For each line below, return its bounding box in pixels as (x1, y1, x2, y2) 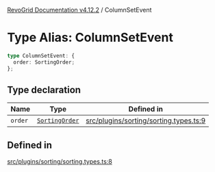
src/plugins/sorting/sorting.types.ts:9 (85, 116, 206, 125)
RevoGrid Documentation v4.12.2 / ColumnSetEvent (7, 6, 152, 14)
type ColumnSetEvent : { (7, 52, 75, 59)
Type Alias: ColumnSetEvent (7, 30, 173, 45)
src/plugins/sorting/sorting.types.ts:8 (7, 158, 113, 166)
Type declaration (7, 84, 81, 95)
